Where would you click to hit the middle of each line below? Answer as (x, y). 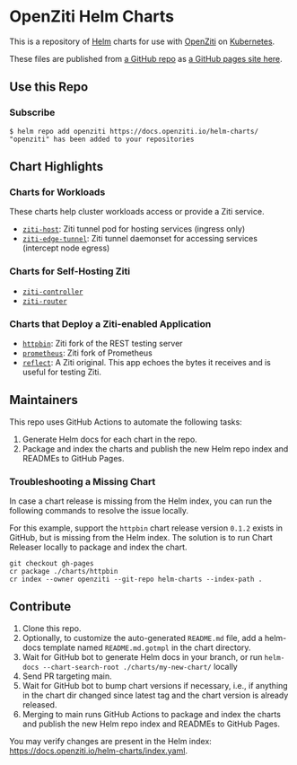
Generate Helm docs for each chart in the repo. (109, 439)
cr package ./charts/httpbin (64, 572)
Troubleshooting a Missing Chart (83, 481)
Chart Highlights (57, 167)
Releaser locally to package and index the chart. (98, 547)
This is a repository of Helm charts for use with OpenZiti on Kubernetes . (142, 41)
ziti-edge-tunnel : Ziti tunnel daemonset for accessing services (140, 239)
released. (39, 704)
